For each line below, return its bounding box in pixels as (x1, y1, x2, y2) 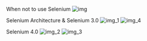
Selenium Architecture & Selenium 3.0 (6, 17, 99, 23)
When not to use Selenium (6, 6, 71, 12)
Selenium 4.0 (6, 28, 39, 35)
